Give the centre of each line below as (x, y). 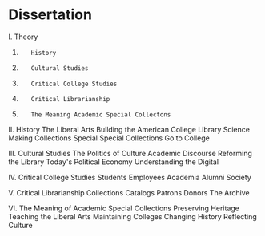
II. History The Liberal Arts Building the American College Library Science (129, 129)
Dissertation (50, 15)
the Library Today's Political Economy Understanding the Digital (113, 162)
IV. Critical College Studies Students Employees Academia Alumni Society (130, 177)
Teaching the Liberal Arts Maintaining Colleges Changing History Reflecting (133, 216)
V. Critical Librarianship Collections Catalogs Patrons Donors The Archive (129, 192)
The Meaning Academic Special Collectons (101, 114)
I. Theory (23, 37)
